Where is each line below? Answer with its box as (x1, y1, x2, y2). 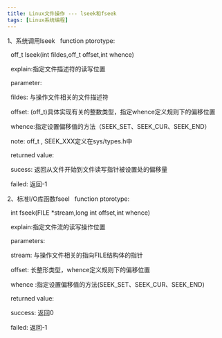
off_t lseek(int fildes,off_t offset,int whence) (10, 50, 135, 59)
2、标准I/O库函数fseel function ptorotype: (7, 195, 130, 203)
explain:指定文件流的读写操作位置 (10, 222, 106, 231)
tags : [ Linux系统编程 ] (7, 17, 68, 24)
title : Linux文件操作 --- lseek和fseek (7, 10, 117, 17)
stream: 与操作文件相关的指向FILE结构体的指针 (10, 251, 143, 259)
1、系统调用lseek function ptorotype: (7, 36, 115, 45)
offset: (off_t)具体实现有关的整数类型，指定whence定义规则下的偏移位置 (10, 107, 216, 116)
